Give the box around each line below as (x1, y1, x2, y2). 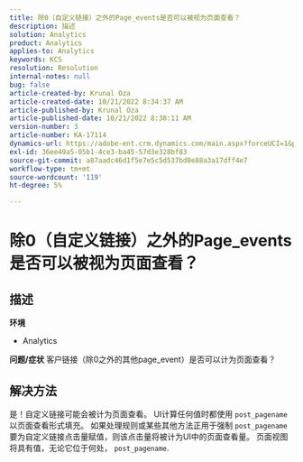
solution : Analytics (9, 30, 87, 39)
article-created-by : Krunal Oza (9, 88, 131, 97)
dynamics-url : (9, 139, 63, 148)
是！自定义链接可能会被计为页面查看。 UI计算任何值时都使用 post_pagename (9, 408, 289, 420)
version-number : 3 (9, 123, 78, 132)
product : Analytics (9, 38, 83, 48)
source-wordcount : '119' (9, 172, 103, 181)
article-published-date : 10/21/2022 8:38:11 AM (9, 114, 192, 123)
